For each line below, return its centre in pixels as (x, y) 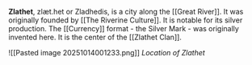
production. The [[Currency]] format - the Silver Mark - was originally (124, 28)
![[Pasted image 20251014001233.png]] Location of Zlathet (107, 53)
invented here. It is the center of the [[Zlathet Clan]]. (95, 37)
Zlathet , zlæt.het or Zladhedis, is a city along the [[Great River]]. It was (126, 12)
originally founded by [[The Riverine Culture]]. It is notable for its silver (126, 20)
